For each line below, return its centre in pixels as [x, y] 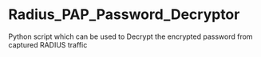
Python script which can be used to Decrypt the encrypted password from [130, 36]
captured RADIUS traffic [48, 44]
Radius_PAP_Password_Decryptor [124, 15]
